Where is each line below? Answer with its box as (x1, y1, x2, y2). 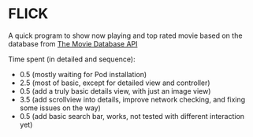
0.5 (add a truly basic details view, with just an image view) (19, 86, 211, 95)
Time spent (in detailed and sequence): (8, 54, 136, 64)
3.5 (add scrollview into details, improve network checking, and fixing (19, 94, 246, 104)
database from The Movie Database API (8, 39, 138, 48)
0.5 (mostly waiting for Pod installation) (19, 69, 147, 79)
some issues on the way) (19, 103, 101, 113)
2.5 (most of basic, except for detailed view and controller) (19, 78, 210, 87)
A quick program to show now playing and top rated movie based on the (8, 31, 243, 40)
